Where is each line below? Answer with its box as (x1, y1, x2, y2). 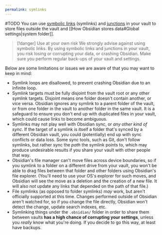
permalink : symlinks (5, 7, 47, 12)
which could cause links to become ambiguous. (12, 116, 108, 122)
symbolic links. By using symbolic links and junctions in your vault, (16, 45, 150, 51)
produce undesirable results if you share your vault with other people (12, 147, 150, 153)
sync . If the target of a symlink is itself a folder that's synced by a (12, 126, 143, 132)
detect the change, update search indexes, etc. (12, 204, 107, 210)
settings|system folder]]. (5, 31, 54, 36)
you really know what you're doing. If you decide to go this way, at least (12, 219, 156, 225)
